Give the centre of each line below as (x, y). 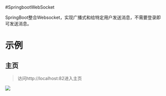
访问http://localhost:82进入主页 (49, 78)
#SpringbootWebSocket (30, 7)
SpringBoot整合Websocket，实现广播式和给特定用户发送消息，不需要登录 (81, 17)
